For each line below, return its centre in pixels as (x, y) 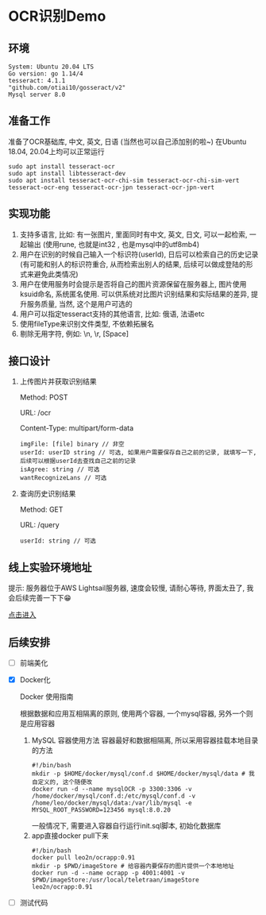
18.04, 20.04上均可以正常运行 (56, 151)
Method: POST (44, 397)
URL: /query (39, 525)
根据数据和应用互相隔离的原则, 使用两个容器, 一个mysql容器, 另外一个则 (136, 714)
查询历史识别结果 (48, 494)
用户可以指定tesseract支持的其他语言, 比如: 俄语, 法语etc (112, 314)
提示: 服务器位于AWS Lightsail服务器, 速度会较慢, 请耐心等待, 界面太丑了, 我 (131, 588)
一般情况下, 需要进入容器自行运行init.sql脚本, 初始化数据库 (126, 826)
